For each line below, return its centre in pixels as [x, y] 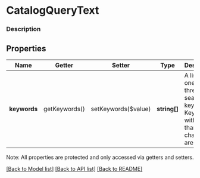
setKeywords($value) [121, 109]
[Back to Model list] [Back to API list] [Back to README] [74, 168]
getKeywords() [64, 109]
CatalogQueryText [53, 10]
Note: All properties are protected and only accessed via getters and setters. [100, 157]
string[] [168, 109]
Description [24, 29]
